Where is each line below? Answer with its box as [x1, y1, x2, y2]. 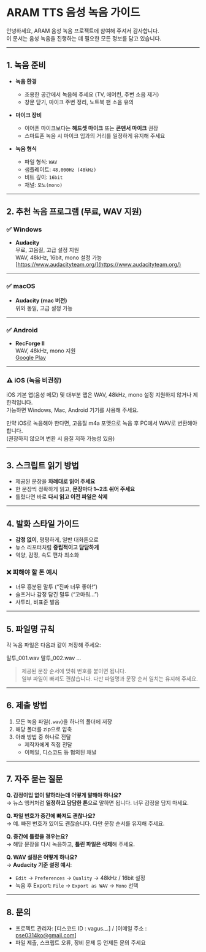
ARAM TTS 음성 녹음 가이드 [6, 6, 140, 20]
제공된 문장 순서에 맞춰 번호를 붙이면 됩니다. [21, 668, 127, 675]
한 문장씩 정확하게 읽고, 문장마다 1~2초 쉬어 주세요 [15, 486, 135, 493]
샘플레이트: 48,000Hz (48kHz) [24, 166, 97, 173]
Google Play [15, 354, 46, 362]
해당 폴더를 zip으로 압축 [15, 725, 72, 733]
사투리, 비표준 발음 [15, 598, 60, 606]
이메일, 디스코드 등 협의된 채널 [24, 748, 97, 756]
